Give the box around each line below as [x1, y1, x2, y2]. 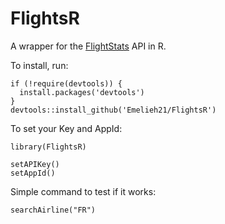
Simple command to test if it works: [10, 185, 157, 197]
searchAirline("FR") [10, 205, 97, 215]
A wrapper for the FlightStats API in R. [10, 40, 167, 52]
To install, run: [10, 59, 69, 71]
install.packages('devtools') [19, 87, 145, 97]
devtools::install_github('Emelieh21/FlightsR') [10, 105, 217, 115]
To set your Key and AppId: [10, 122, 123, 134]
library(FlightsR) [10, 142, 87, 152]
